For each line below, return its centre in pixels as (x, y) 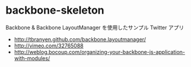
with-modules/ (32, 58)
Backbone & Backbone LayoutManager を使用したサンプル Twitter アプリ (95, 27)
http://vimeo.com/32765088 (49, 46)
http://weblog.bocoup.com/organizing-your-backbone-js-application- (99, 52)
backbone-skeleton (55, 10)
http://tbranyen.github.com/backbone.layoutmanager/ (80, 39)
